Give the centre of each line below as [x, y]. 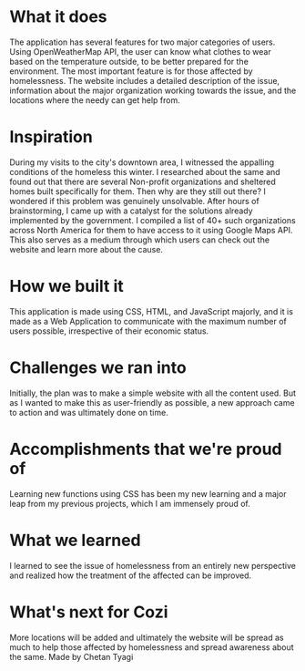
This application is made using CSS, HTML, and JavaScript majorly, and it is [152, 311]
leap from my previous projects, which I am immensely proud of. [130, 503]
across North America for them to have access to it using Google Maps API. [151, 230]
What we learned [75, 540]
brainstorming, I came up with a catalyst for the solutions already [131, 211]
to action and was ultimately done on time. [89, 412]
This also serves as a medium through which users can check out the [140, 240]
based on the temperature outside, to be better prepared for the [129, 61]
